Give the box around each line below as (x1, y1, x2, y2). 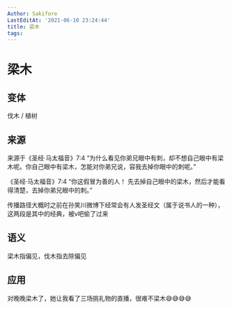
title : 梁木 (7, 23, 40, 30)
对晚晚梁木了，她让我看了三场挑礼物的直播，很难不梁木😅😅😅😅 (7, 294, 192, 302)
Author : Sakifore (7, 10, 58, 17)
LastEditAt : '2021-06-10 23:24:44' (7, 17, 111, 24)
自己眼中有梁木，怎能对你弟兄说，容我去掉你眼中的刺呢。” (31, 163, 196, 171)
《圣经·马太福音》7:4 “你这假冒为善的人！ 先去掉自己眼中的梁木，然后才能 (7, 177, 219, 186)
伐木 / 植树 (7, 112, 38, 120)
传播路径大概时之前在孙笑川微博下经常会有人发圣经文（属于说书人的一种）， (7, 201, 224, 209)
